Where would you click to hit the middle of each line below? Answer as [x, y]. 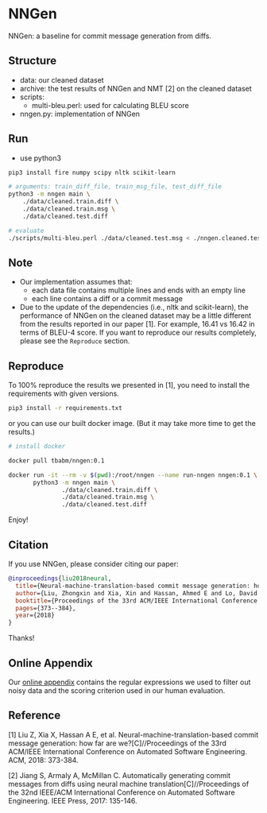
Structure [33, 61]
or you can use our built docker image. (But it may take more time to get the [132, 424]
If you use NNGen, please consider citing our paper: [93, 564]
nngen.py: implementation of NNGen [80, 114]
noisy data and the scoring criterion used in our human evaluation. [117, 690]
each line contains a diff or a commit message [107, 299]
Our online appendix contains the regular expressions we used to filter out [130, 682]
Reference [35, 716]
